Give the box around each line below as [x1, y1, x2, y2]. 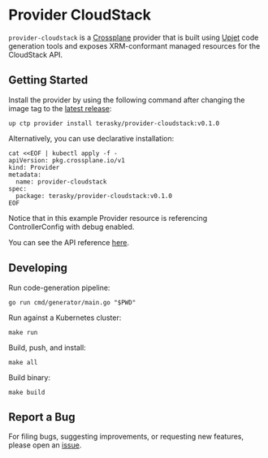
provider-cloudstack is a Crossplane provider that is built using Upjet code [8, 32, 259, 42]
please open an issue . [8, 440, 82, 450]
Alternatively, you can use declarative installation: [8, 133, 175, 143]
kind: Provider [8, 163, 60, 171]
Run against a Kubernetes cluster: [8, 313, 122, 322]
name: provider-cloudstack [15, 177, 107, 186]
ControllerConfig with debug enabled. [8, 222, 135, 231]
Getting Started [8, 73, 89, 87]
